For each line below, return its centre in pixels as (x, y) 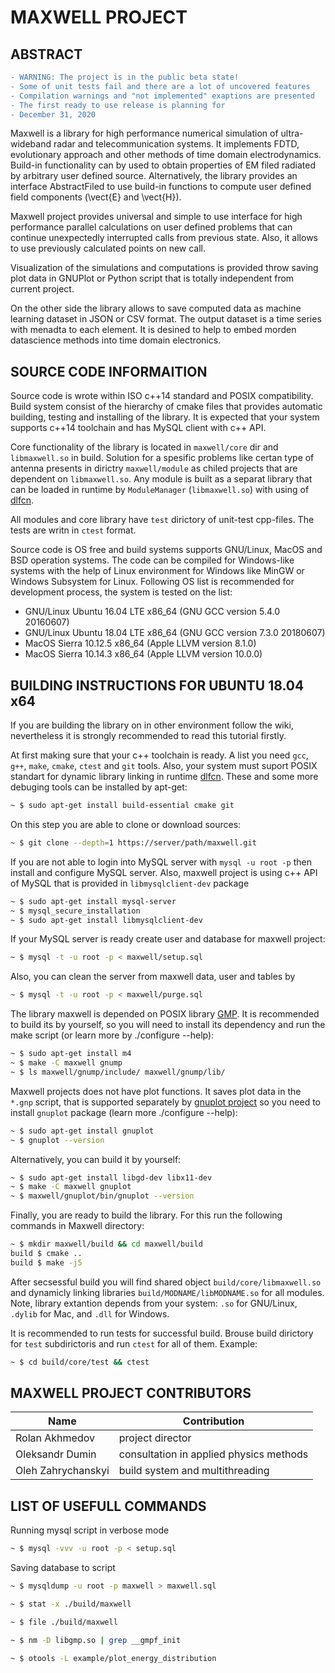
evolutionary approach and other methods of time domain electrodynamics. (166, 155)
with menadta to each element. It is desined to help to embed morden (153, 330)
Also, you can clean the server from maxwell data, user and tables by (153, 977)
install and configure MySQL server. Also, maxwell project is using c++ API (164, 872)
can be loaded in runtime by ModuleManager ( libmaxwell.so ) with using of (160, 490)
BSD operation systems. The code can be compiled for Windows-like (152, 560)
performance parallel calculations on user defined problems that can (151, 227)
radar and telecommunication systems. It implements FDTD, (176, 144)
